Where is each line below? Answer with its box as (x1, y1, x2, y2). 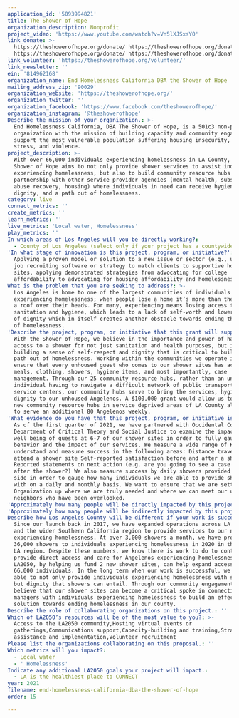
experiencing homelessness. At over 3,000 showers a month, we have (14, 534, 221, 541)
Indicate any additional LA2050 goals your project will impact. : (7, 667, 208, 674)
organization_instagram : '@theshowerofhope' (7, 110, 142, 117)
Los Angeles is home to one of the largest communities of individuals (14, 289, 231, 296)
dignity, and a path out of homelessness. (14, 190, 142, 197)
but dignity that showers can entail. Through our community (14, 580, 199, 588)
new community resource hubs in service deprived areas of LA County (14, 401, 224, 409)
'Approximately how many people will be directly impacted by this (7, 501, 212, 508)
